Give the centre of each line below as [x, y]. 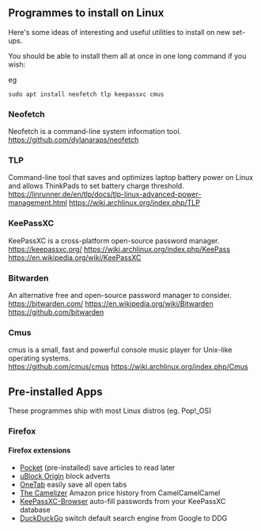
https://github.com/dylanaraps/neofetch [74, 140]
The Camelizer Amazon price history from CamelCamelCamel [120, 493]
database [35, 510]
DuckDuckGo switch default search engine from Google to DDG [123, 518]
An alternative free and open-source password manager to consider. [120, 295]
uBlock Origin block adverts [65, 476]
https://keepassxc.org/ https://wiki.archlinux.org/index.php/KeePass [119, 249]
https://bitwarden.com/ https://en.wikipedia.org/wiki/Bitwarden [111, 304]
